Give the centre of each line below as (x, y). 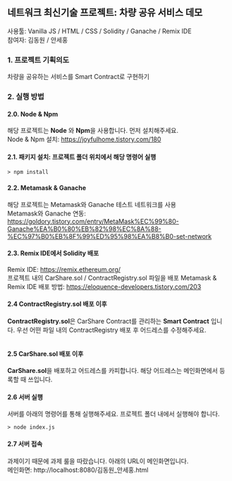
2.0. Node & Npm (33, 114)
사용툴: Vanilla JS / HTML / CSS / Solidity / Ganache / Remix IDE (99, 31)
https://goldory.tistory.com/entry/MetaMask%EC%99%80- (93, 221)
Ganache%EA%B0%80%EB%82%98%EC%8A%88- (85, 229)
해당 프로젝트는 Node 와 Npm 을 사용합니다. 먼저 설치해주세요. (93, 131)
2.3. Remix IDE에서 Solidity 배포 (53, 254)
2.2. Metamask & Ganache (47, 188)
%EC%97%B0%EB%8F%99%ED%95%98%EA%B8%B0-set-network (110, 236)
